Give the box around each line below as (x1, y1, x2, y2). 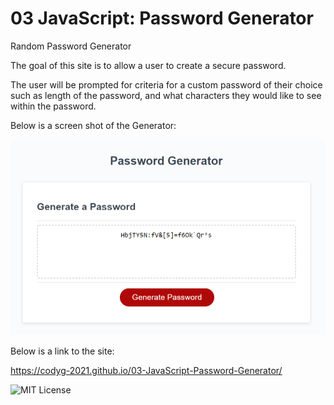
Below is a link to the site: (10, 345, 115, 357)
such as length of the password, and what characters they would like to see (10, 89, 322, 101)
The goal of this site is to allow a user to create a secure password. (10, 59, 287, 71)
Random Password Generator (10, 40, 132, 52)
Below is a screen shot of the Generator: (10, 119, 177, 131)
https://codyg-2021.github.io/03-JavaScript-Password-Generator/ (10, 365, 283, 377)
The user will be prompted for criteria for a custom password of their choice (10, 78, 323, 91)
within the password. (10, 100, 97, 112)
